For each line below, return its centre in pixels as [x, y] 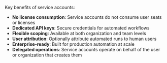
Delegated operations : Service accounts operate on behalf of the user [86, 50]
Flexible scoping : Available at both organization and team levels [79, 33]
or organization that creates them [47, 55]
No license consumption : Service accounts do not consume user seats [87, 17]
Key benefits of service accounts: [40, 7]
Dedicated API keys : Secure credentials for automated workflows [81, 28]
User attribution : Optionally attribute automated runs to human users [84, 39]
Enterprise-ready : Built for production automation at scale [73, 44]
